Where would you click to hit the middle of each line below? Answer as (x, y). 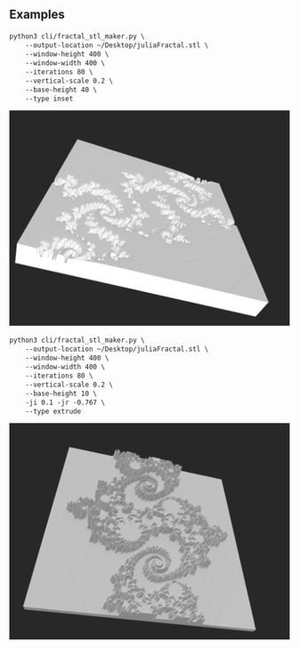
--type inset (49, 98)
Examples (37, 15)
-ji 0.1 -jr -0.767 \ (65, 403)
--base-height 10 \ (61, 394)
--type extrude (53, 412)
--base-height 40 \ (61, 89)
